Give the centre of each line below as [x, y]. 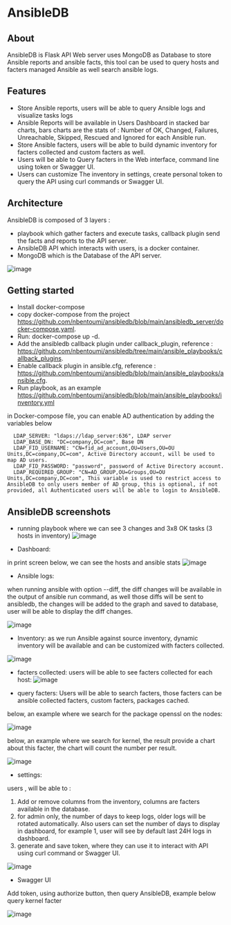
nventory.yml [36, 403]
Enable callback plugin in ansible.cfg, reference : [86, 366]
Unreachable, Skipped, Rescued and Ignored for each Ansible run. [111, 137]
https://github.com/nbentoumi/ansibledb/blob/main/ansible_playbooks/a [120, 373]
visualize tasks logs [45, 115]
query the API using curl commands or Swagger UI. [90, 181]
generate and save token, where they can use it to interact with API [113, 846]
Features [27, 91]
